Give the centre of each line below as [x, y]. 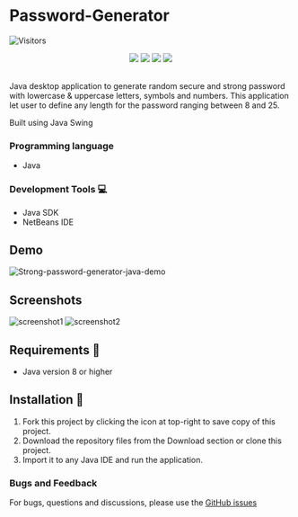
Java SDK [40, 212]
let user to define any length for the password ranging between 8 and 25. [145, 105]
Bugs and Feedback [53, 483]
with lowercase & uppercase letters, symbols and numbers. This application [149, 95]
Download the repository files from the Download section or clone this [152, 441]
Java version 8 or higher [67, 371]
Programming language [62, 146]
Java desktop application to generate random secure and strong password [147, 85]
